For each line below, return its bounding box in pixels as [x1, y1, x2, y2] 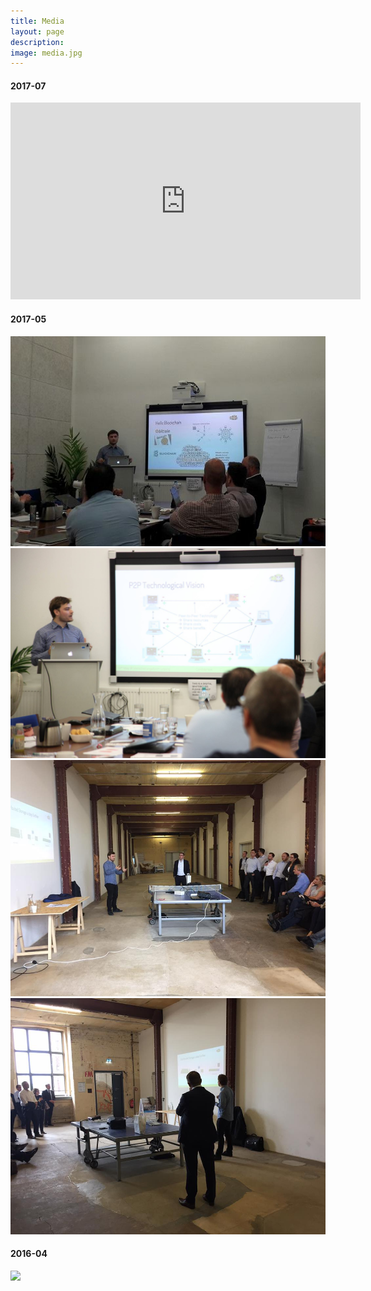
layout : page [10, 26, 65, 37]
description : [10, 37, 65, 47]
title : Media [10, 16, 65, 26]
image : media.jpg [10, 48, 83, 58]
